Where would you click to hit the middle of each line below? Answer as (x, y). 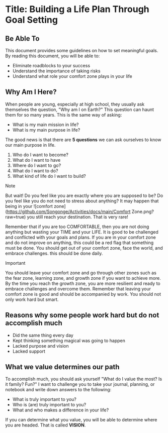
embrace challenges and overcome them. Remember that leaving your (78, 289)
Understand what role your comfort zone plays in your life (72, 76)
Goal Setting (31, 20)
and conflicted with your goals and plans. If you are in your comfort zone (80, 237)
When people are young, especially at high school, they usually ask (75, 104)
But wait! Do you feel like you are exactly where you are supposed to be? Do (84, 195)
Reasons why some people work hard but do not (82, 315)
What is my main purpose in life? (46, 130)
